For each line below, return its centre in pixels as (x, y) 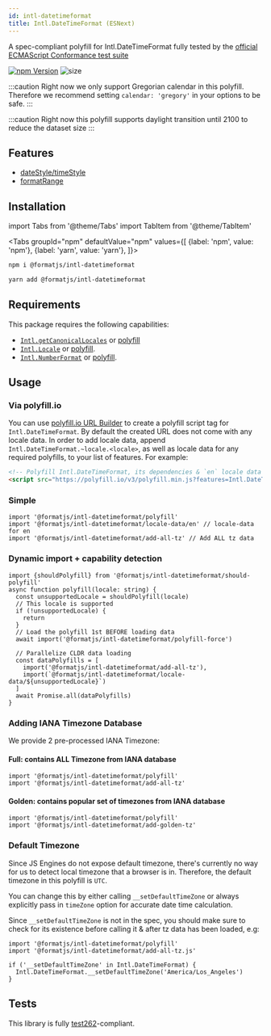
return (34, 618)
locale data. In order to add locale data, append (87, 440)
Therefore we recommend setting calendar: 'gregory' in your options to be (134, 95)
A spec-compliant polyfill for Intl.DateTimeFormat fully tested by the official (133, 46)
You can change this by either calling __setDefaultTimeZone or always (124, 896)
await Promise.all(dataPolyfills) (73, 696)
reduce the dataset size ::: (52, 128)
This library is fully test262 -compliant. (72, 1023)
